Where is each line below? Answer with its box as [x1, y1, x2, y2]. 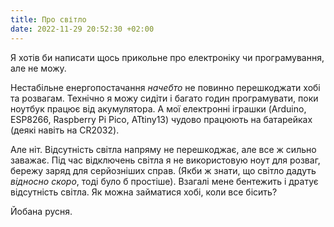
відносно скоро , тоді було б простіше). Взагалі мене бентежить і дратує [10, 175, 319, 187]
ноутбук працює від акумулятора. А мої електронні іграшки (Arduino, [10, 102, 307, 115]
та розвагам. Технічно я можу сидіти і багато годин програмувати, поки [10, 92, 319, 104]
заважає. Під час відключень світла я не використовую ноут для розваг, [10, 154, 321, 166]
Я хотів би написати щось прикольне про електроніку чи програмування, [10, 51, 325, 63]
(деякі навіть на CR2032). [10, 124, 120, 136]
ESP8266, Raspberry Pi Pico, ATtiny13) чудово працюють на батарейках [10, 113, 313, 125]
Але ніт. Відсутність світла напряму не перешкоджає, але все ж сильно [10, 143, 317, 155]
